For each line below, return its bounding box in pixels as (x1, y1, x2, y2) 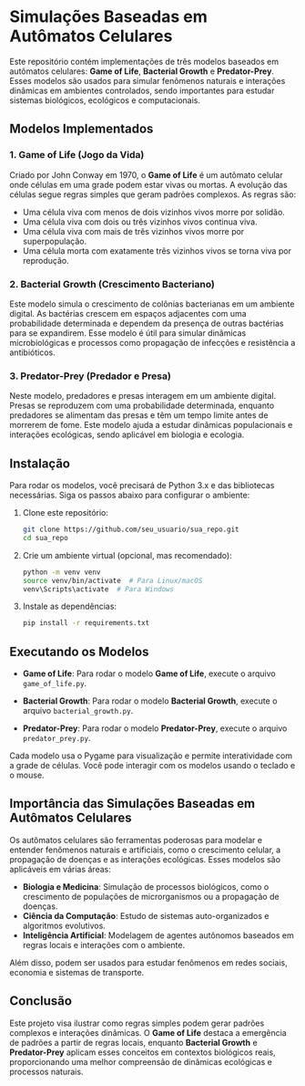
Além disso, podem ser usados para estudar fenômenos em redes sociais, (9, 956, 289, 968)
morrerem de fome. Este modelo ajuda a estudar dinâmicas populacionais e (9, 420, 293, 431)
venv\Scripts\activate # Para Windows (22, 584, 175, 594)
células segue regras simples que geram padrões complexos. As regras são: (9, 189, 297, 200)
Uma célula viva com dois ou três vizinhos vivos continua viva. (22, 216, 258, 227)
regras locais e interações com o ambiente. (22, 939, 186, 950)
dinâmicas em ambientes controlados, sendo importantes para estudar (9, 85, 275, 96)
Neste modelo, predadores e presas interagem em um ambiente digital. (9, 391, 277, 402)
